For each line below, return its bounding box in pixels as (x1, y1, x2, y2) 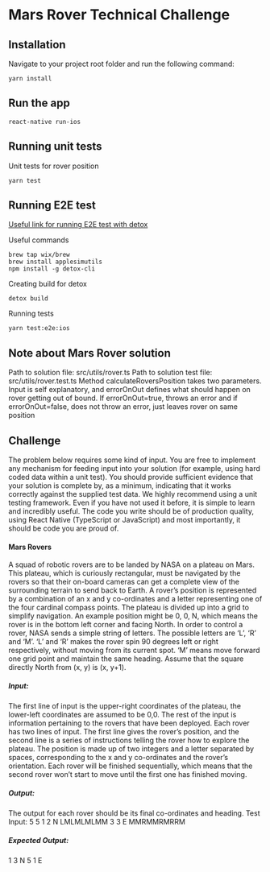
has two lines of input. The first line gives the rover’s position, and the (8, 727, 239, 737)
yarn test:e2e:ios (8, 324, 70, 333)
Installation (8, 38, 66, 52)
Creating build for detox (8, 279, 87, 289)
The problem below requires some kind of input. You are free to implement (8, 455, 256, 465)
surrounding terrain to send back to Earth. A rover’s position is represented (8, 585, 257, 595)
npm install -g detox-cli (8, 265, 95, 273)
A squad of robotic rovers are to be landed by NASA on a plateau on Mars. (8, 560, 255, 569)
